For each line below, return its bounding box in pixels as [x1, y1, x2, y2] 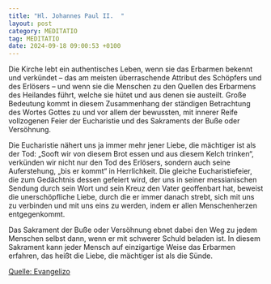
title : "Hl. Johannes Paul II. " [8, 11, 125, 20]
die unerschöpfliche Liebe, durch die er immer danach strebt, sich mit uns [8, 192, 255, 202]
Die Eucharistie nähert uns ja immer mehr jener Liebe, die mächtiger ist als [8, 140, 256, 150]
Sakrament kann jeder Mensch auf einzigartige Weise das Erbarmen [8, 243, 236, 252]
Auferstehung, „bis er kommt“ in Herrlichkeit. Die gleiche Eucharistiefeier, [8, 166, 252, 176]
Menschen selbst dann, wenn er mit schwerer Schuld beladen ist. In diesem [8, 234, 260, 243]
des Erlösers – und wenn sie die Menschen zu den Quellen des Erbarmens [8, 82, 256, 92]
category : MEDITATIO [8, 27, 78, 35]
